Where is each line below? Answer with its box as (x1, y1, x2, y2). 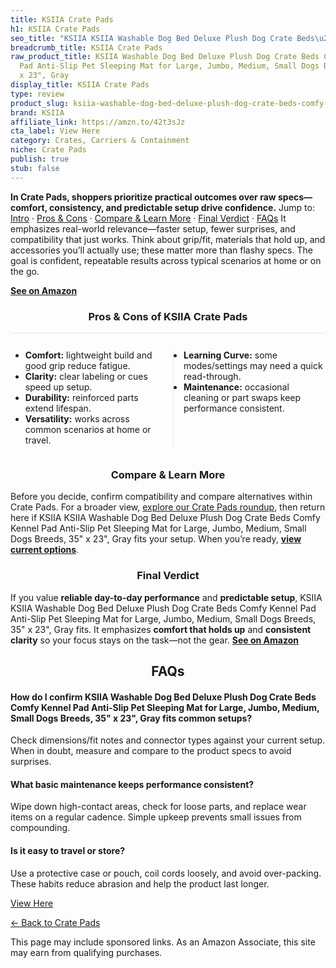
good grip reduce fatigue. (24, 359, 131, 371)
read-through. (183, 370, 242, 382)
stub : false (10, 163, 60, 173)
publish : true (10, 154, 70, 164)
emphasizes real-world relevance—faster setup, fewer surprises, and (10, 222, 296, 235)
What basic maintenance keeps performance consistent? (10, 778, 255, 790)
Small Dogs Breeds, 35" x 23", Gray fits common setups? (10, 712, 253, 724)
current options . (10, 544, 80, 556)
